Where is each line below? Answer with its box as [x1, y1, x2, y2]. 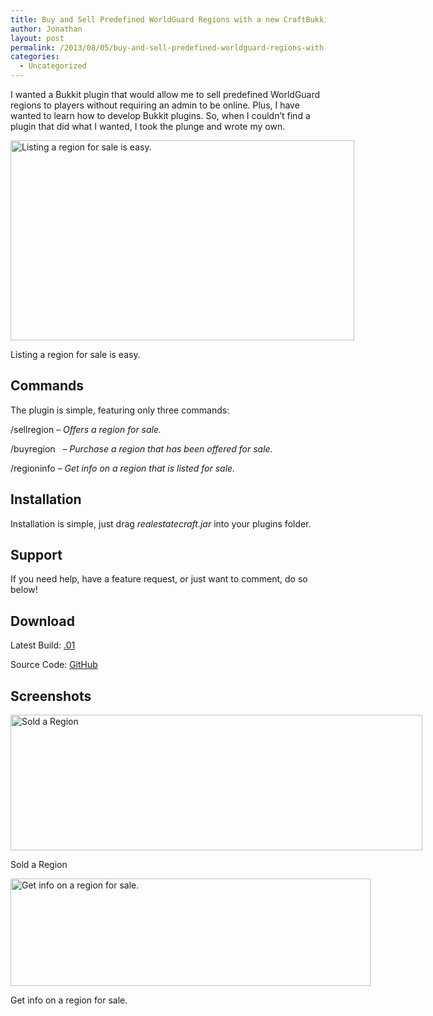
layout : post [10, 33, 65, 43]
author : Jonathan [10, 24, 83, 34]
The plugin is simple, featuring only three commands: [10, 404, 230, 416]
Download [10, 612, 75, 630]
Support [10, 547, 63, 564]
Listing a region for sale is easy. [10, 349, 141, 360]
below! [10, 584, 38, 596]
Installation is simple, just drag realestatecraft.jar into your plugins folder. [10, 517, 312, 530]
